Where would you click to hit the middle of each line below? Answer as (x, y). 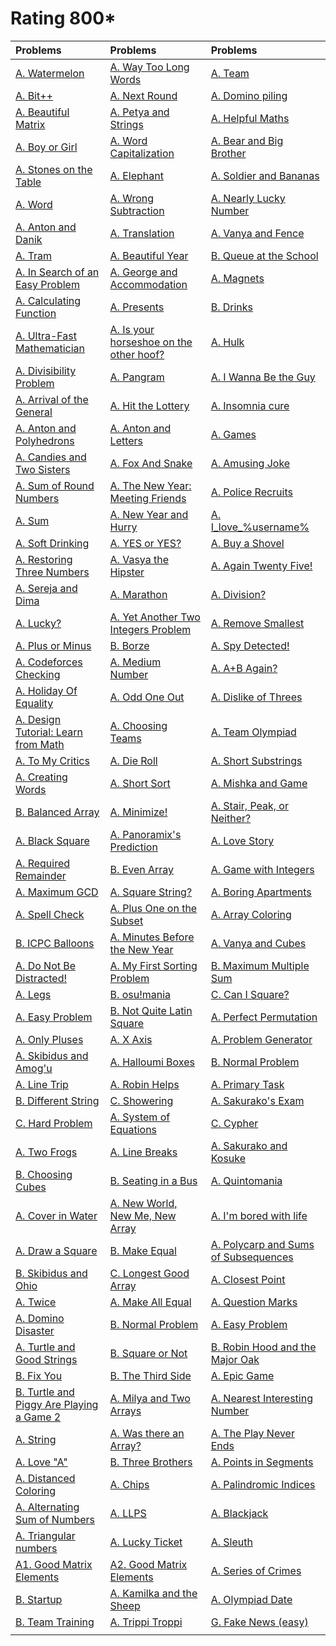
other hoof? (137, 354)
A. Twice (36, 1302)
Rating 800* (63, 18)
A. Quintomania (246, 1180)
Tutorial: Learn (49, 732)
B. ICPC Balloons (55, 943)
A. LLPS (128, 1513)
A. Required (43, 863)
